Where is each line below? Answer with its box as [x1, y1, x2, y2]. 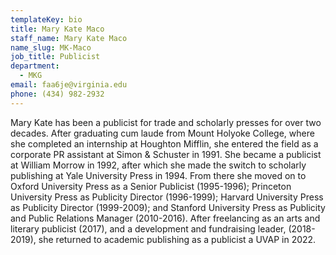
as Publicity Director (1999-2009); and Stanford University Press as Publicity [10, 201, 326, 213]
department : [10, 61, 60, 71]
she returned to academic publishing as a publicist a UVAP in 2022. [38, 233, 317, 245]
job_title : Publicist [10, 52, 101, 62]
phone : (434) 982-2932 [10, 89, 105, 99]
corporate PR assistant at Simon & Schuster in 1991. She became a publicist [10, 148, 322, 160]
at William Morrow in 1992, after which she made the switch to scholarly [10, 159, 307, 171]
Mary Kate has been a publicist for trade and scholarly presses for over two [10, 116, 322, 128]
